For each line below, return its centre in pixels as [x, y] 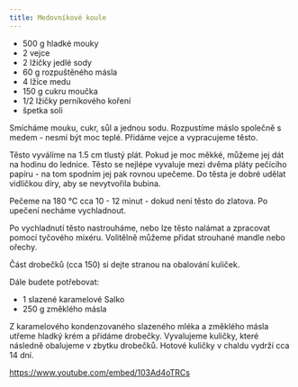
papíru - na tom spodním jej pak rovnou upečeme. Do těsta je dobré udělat [148, 174]
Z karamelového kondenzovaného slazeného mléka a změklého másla [139, 326]
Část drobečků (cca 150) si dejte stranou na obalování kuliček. [125, 264]
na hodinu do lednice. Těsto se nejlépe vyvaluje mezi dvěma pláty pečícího [148, 164]
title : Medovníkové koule [58, 18]
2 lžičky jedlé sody [57, 62]
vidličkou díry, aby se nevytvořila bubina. [85, 183]
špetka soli [42, 110]
